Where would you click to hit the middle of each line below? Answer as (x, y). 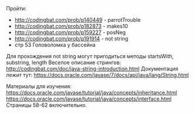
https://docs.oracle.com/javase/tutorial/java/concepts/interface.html (89, 99)
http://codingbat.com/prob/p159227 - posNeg (70, 32)
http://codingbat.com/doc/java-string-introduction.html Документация (92, 69)
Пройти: (16, 9)
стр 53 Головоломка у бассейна (55, 45)
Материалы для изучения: (39, 86)
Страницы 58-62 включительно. (46, 105)
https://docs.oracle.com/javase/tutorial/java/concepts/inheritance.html (92, 93)
